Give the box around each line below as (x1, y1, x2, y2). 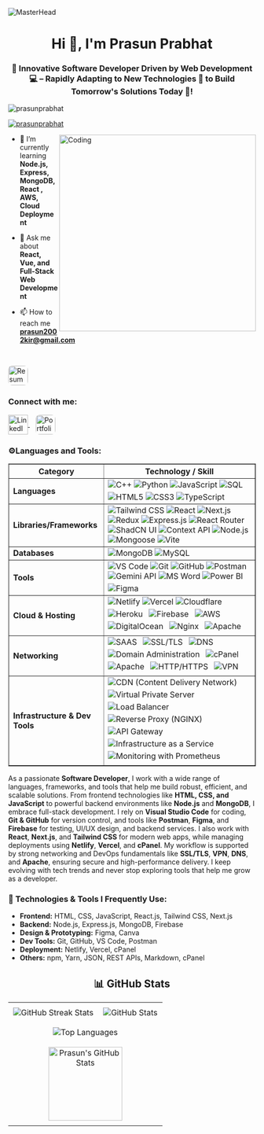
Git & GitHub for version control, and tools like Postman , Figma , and (8, 816, 229, 825)
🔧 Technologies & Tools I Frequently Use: (8, 893, 167, 904)
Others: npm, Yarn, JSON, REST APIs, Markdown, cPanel (19, 953, 205, 963)
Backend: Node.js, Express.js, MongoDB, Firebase (19, 920, 184, 930)
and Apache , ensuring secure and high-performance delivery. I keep (8, 857, 232, 867)
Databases (13, 547, 55, 558)
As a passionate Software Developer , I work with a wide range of (8, 774, 220, 783)
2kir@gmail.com (19, 335, 76, 345)
